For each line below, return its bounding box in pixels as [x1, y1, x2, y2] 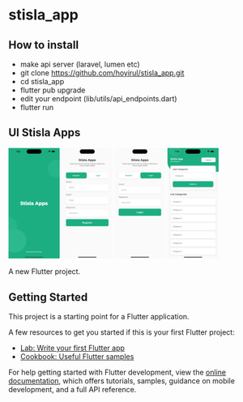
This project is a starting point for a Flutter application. [8, 312, 190, 322]
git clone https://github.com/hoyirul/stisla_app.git [19, 68, 185, 78]
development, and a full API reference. [8, 385, 137, 395]
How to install [8, 38, 79, 52]
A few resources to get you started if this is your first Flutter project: [8, 327, 235, 337]
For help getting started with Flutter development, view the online [8, 367, 227, 378]
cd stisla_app [19, 77, 65, 86]
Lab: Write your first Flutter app [19, 343, 126, 353]
